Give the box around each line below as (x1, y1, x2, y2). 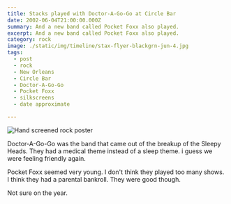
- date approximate (13, 101, 70, 108)
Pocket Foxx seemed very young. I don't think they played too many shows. (7, 168, 225, 176)
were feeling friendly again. (7, 154, 86, 162)
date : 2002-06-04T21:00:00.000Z (7, 17, 101, 24)
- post (13, 56, 33, 63)
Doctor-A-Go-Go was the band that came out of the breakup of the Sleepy (7, 139, 221, 148)
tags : (7, 49, 23, 56)
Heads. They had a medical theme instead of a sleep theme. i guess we (7, 147, 213, 155)
